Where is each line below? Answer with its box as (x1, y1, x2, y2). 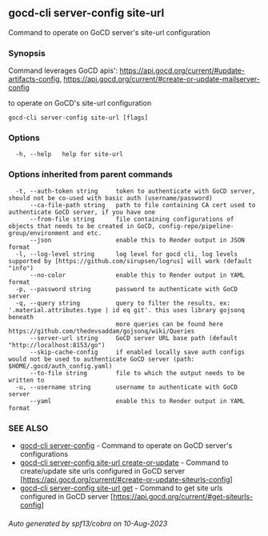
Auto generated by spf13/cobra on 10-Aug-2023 (8, 518, 168, 528)
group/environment (8, 229, 70, 237)
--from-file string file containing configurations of (29, 215, 234, 223)
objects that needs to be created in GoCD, (8, 222, 156, 230)
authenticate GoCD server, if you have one (8, 208, 156, 216)
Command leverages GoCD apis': (8, 66, 118, 75)
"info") (8, 264, 34, 272)
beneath (8, 313, 34, 321)
